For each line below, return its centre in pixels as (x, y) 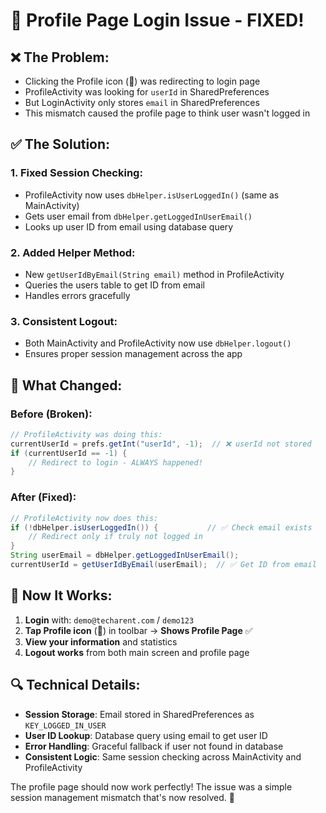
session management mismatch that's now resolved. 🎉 (122, 797)
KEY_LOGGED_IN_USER (65, 725)
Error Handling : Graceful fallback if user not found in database (154, 746)
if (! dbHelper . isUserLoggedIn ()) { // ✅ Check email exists (161, 527)
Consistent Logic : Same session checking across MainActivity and (163, 756)
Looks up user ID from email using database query (129, 226)
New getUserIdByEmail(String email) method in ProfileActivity (154, 274)
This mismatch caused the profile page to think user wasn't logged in (167, 113)
